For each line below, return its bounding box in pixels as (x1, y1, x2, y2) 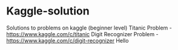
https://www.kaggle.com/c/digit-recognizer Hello (6, 37, 129, 44)
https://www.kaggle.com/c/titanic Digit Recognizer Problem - (6, 30, 159, 37)
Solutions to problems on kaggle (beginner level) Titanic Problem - (6, 24, 173, 31)
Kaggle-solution (6, 4, 90, 18)
